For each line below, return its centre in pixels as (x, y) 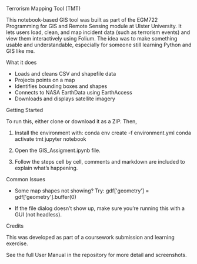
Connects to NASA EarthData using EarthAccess (73, 92)
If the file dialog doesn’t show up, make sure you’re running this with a (100, 208)
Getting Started (25, 110)
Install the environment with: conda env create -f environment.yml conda (103, 133)
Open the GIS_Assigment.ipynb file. (58, 150)
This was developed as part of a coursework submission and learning (90, 237)
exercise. (17, 243)
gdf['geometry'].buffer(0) (45, 197)
